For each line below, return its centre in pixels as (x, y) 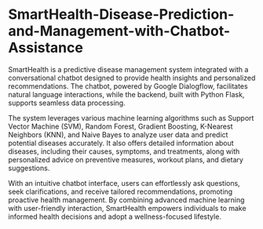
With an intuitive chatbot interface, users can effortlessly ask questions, (124, 183)
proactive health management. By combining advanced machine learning (126, 200)
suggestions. (29, 168)
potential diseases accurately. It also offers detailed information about (121, 143)
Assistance (46, 48)
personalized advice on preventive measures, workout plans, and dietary (126, 159)
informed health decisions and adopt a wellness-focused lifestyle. (115, 216)
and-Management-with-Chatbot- (119, 31)
